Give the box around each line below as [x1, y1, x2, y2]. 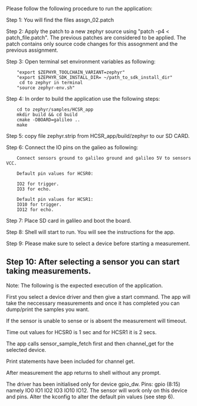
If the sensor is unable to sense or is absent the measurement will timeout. [6, 317, 187, 324]
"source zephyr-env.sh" [17, 85, 75, 91]
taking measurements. [6, 266, 91, 276]
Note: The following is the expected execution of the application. [6, 282, 163, 289]
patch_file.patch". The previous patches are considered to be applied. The [6, 34, 186, 41]
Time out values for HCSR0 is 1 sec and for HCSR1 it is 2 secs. [6, 328, 157, 335]
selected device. [6, 346, 47, 353]
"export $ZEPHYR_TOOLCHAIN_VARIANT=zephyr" [17, 70, 126, 75]
